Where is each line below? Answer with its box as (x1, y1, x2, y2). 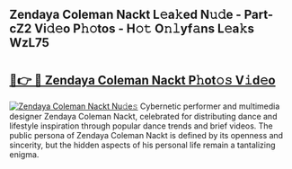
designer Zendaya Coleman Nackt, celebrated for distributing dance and (9, 111, 278, 121)
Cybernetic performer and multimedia (139, 101, 280, 111)
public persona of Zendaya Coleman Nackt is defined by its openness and (9, 130, 284, 140)
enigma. (9, 149, 40, 160)
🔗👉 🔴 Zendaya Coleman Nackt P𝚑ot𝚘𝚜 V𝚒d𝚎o (9, 72, 276, 88)
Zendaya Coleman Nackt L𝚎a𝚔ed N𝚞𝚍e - (9, 7, 242, 22)
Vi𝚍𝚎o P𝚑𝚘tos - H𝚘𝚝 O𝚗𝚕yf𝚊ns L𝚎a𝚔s (34, 22, 254, 37)
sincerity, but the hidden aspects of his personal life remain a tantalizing (9, 139, 276, 150)
